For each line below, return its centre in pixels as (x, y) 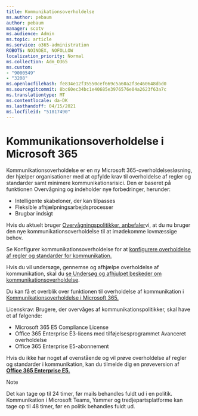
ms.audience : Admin (30, 34)
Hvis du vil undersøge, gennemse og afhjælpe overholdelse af (83, 267)
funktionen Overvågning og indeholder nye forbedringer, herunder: (89, 189)
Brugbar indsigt (34, 214)
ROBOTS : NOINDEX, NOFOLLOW (40, 51)
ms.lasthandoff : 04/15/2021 (41, 106)
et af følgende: (24, 316)
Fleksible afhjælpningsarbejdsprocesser (64, 207)
